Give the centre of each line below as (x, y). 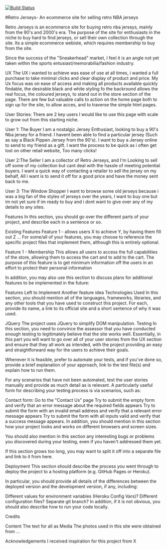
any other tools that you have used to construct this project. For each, (77, 303)
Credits (13, 516)
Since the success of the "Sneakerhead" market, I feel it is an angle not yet (82, 58)
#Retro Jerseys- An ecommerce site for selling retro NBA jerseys (72, 17)
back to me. (17, 181)
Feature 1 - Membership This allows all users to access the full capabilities (82, 252)
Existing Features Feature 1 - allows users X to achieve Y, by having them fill (83, 232)
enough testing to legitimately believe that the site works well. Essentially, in (83, 334)
